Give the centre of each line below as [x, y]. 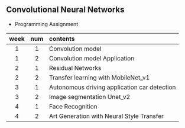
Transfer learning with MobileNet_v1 [100, 78]
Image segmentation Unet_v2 [90, 97]
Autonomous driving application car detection [113, 87]
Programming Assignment [46, 24]
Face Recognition [73, 106]
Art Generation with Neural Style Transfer [107, 116]
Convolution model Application [92, 58]
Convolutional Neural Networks [65, 10]
